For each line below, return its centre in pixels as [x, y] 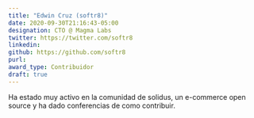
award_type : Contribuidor [51, 67]
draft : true [28, 74]
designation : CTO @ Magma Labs [60, 30]
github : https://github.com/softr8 [67, 52]
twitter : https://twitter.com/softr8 [71, 38]
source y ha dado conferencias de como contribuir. [92, 105]
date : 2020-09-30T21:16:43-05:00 [63, 23]
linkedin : [25, 45]
